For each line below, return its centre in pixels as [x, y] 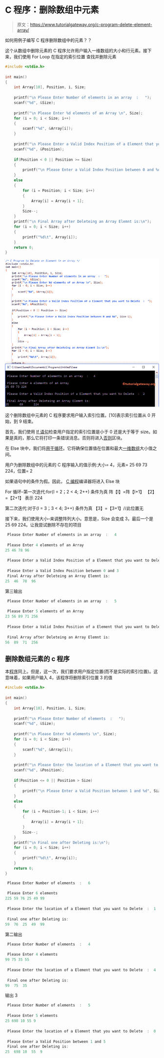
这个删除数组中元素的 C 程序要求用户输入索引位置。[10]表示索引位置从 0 [78, 415]
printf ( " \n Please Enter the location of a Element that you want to [86, 765]
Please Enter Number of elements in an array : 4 [62, 534]
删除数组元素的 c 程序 [37, 659]
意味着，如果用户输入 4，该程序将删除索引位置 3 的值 [59, 678]
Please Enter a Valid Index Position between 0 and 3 [63, 571]
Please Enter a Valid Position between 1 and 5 [56, 1041]
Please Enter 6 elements [32, 893]
